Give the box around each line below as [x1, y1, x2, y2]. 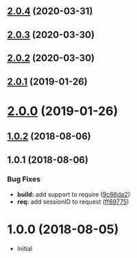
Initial [16, 244, 33, 252]
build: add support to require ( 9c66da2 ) [16, 190, 131, 198]
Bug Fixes [7, 175, 41, 184]
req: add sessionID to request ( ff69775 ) [16, 197, 129, 206]
